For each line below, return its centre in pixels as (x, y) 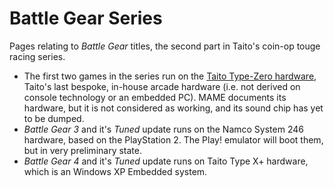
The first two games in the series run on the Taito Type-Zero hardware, (170, 76)
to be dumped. (54, 118)
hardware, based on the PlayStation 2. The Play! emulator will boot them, (173, 139)
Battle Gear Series (86, 18)
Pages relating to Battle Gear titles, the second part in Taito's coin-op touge (165, 46)
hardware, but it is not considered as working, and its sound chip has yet (173, 108)
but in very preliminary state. (82, 150)
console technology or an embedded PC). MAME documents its (155, 97)
